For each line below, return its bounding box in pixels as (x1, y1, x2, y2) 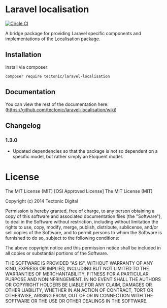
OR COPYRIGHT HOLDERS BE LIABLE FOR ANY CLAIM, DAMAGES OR (5, 282, 152, 288)
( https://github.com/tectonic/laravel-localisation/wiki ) (5, 106, 117, 113)
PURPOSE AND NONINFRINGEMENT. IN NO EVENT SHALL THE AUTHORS (5, 276, 161, 283)
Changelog (5, 121, 41, 130)
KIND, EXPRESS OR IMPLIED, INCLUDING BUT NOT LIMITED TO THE (5, 266, 149, 272)
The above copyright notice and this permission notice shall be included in (5, 245, 161, 251)
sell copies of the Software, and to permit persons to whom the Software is (5, 230, 162, 236)
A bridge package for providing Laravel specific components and (5, 30, 141, 36)
